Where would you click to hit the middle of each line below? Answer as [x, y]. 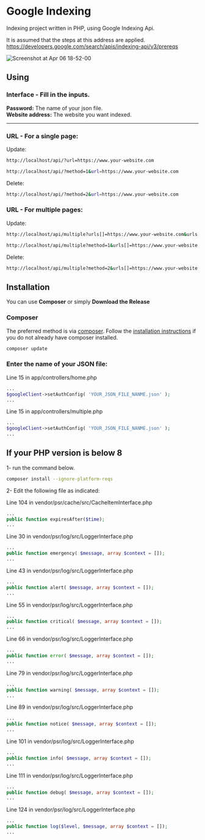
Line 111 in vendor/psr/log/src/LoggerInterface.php [70, 775]
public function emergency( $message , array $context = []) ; [86, 553]
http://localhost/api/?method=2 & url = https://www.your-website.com [92, 194]
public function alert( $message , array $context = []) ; [80, 587]
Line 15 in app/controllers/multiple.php [55, 411]
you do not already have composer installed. [62, 337]
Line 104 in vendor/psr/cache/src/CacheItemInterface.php [79, 502]
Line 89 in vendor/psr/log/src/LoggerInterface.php [70, 707]
